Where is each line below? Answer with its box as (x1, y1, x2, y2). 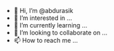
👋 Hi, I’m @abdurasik (13, 7, 74, 14)
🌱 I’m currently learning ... (13, 21, 88, 29)
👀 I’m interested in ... (13, 14, 73, 22)
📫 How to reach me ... (13, 37, 78, 44)
